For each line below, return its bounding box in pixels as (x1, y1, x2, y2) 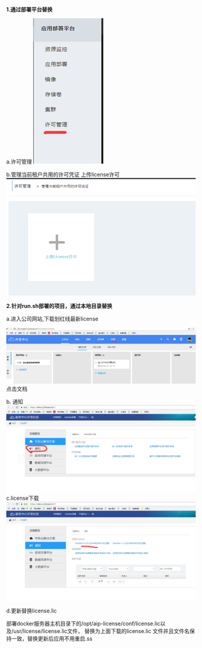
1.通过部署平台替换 (6, 6, 53, 13)
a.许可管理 (6, 158, 32, 165)
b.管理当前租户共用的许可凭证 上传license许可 (6, 171, 120, 178)
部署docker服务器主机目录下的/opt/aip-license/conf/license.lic (6, 620, 161, 627)
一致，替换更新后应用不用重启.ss (11, 635, 93, 642)
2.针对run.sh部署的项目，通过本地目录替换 (6, 303, 112, 310)
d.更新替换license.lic (6, 607, 57, 614)
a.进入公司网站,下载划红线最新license (6, 315, 99, 322)
